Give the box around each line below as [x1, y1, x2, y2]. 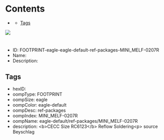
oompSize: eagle [12, 97, 48, 103]
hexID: [12, 85, 26, 91]
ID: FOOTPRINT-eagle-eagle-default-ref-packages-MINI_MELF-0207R [12, 47, 159, 53]
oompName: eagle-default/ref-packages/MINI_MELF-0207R [12, 118, 138, 124]
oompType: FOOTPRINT [12, 91, 63, 97]
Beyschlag [12, 128, 35, 134]
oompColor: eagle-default [12, 102, 67, 108]
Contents [5, 3, 45, 15]
